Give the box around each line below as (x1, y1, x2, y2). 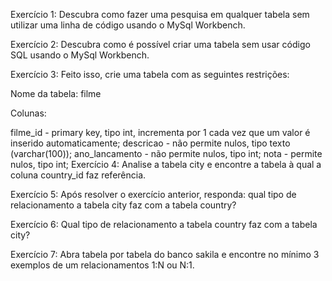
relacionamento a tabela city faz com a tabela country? (10, 199, 237, 211)
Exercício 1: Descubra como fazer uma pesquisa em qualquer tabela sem (10, 9, 310, 20)
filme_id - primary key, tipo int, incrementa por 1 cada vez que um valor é (10, 127, 311, 138)
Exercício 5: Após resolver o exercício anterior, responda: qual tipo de (10, 189, 297, 200)
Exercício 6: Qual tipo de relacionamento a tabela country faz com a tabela (10, 219, 318, 230)
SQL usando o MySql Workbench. (10, 49, 150, 61)
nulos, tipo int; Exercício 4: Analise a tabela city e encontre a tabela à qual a (10, 159, 322, 170)
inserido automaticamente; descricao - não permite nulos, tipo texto (10, 137, 291, 149)
